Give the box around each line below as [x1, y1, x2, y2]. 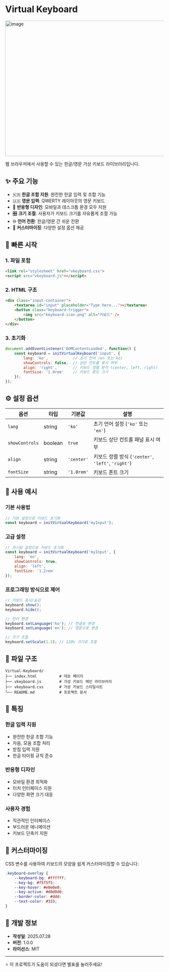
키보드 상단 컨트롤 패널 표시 [93, 436, 155, 443]
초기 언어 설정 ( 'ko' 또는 [93, 420, 148, 427]
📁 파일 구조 [5, 655, 38, 663]
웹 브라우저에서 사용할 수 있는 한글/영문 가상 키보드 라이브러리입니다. [5, 160, 140, 167]
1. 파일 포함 [5, 257, 31, 264]
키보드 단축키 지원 [12, 830, 48, 836]
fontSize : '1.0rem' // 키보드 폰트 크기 [23, 370, 109, 375]
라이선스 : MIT [12, 946, 40, 952]
